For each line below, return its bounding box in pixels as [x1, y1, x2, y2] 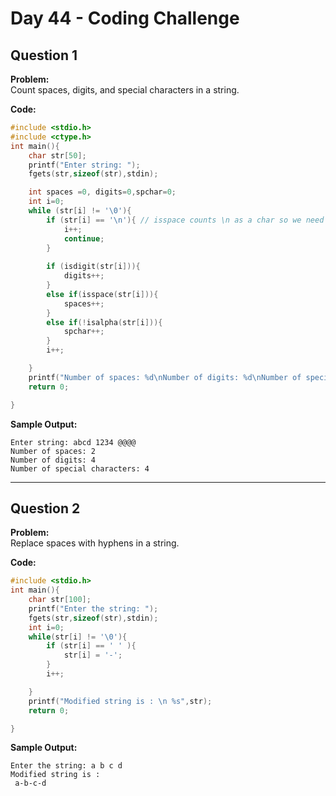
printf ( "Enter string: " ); [28, 160, 141, 170]
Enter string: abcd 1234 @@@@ [10, 437, 137, 447]
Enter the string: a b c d [10, 761, 123, 771]
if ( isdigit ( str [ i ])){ [46, 262, 141, 272]
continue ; [63, 233, 105, 244]
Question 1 [10, 47, 78, 64]
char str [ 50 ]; [28, 150, 87, 161]
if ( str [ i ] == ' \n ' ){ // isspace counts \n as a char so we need [46, 215, 325, 225]
